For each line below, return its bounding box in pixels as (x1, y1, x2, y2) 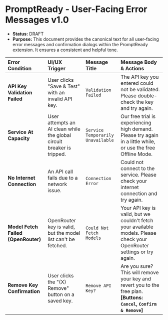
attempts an (47, 119, 76, 126)
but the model (47, 229, 80, 236)
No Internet (7, 174, 35, 181)
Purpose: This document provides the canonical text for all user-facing (12, 36, 159, 42)
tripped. (47, 150, 66, 157)
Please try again (120, 131, 158, 138)
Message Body (120, 59, 157, 66)
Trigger (47, 65, 66, 72)
